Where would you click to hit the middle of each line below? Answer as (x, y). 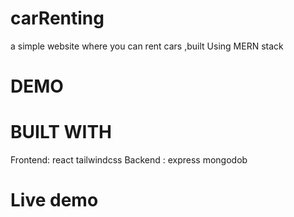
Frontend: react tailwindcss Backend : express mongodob (129, 160)
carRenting (57, 18)
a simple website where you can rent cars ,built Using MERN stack (147, 46)
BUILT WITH (61, 132)
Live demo (54, 200)
